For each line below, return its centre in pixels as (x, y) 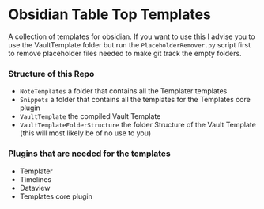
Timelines (36, 179)
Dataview (35, 188)
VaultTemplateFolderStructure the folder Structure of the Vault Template (138, 125)
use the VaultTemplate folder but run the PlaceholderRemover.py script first (130, 44)
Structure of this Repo (51, 74)
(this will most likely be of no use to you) (85, 133)
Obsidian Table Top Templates (110, 15)
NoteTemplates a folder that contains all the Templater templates (123, 91)
